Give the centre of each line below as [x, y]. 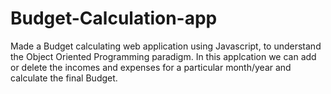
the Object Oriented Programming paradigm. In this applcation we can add [163, 56]
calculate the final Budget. [64, 78]
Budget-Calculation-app [114, 18]
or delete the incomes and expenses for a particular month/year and [151, 67]
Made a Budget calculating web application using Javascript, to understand [166, 46]
